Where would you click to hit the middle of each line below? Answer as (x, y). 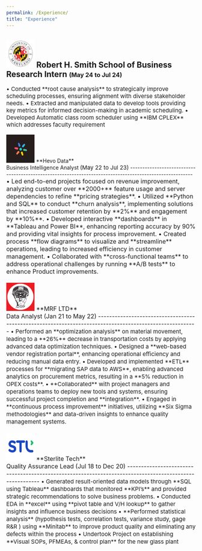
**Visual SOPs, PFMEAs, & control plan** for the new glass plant (93, 542)
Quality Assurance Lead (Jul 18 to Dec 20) (66, 466)
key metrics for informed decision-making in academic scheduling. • (97, 110)
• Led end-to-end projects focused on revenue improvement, (93, 182)
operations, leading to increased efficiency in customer (84, 249)
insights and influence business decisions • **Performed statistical (96, 512)
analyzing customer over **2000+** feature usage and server (96, 189)
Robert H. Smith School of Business (104, 65)
